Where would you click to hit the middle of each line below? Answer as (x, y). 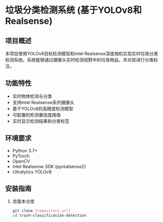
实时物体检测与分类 (32, 96)
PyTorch (21, 156)
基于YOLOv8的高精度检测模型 (43, 109)
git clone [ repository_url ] (41, 211)
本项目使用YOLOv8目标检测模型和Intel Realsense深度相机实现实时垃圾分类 (82, 54)
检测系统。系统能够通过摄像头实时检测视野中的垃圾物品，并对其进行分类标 (81, 60)
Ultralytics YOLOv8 (32, 172)
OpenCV (21, 161)
